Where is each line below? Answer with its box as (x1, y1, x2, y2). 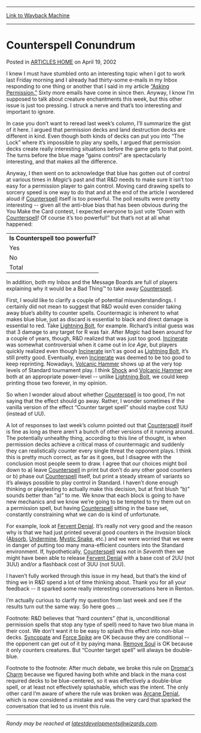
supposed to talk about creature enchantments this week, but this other (6, 95, 182, 102)
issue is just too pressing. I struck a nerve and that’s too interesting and (6, 101, 182, 108)
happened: (6, 220, 33, 228)
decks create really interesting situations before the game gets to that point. (6, 145, 193, 152)
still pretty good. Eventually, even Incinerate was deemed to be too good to (6, 354, 191, 361)
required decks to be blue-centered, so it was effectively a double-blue (6, 677, 182, 684)
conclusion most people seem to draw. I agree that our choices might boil (6, 460, 187, 467)
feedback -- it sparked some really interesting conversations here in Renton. (6, 585, 194, 592)
